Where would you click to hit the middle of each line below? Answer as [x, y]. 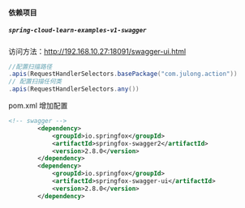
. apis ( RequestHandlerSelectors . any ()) [74, 89]
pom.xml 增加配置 [38, 106]
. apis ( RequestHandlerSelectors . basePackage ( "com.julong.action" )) [123, 74]
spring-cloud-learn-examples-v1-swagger [78, 31]
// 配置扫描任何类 [35, 82]
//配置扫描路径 [30, 66]
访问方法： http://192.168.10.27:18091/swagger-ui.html [97, 51]
